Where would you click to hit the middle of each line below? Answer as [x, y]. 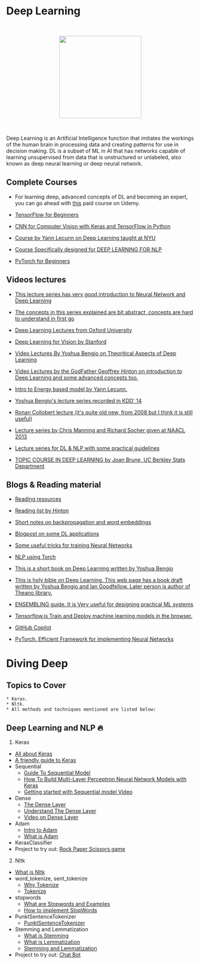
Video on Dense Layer [51, 818]
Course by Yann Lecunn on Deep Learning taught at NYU [85, 238]
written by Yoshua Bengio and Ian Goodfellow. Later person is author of [103, 586]
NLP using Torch [35, 557]
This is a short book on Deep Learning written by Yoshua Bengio [94, 568]
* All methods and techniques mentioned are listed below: [81, 709]
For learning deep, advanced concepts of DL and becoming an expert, [101, 197]
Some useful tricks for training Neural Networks [73, 546]
